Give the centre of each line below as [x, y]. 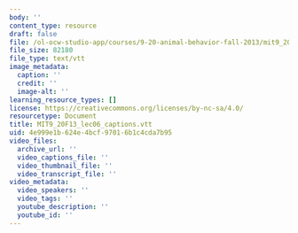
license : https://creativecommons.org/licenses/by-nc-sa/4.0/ [126, 108]
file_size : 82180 [41, 50]
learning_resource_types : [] [63, 100]
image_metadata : [39, 67]
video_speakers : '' [53, 190]
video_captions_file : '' [63, 157]
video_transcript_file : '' [67, 174]
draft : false [33, 34]
